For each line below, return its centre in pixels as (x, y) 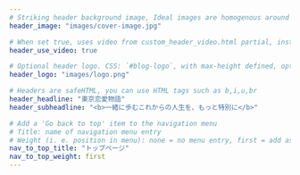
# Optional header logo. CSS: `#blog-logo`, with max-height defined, (143, 67)
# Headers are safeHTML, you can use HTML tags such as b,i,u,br (133, 91)
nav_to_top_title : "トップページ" (69, 148)
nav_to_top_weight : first (57, 157)
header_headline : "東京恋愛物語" (67, 99)
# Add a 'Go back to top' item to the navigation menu (113, 123)
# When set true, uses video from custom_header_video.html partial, (142, 42)
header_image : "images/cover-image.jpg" (86, 26)
